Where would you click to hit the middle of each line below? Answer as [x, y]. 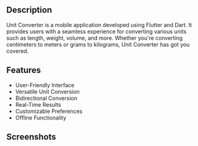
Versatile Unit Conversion [47, 91]
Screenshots [31, 137]
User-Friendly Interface [45, 85]
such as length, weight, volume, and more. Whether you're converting [94, 38]
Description [29, 10]
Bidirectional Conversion [46, 98]
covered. [17, 51]
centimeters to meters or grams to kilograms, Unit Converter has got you [98, 44]
